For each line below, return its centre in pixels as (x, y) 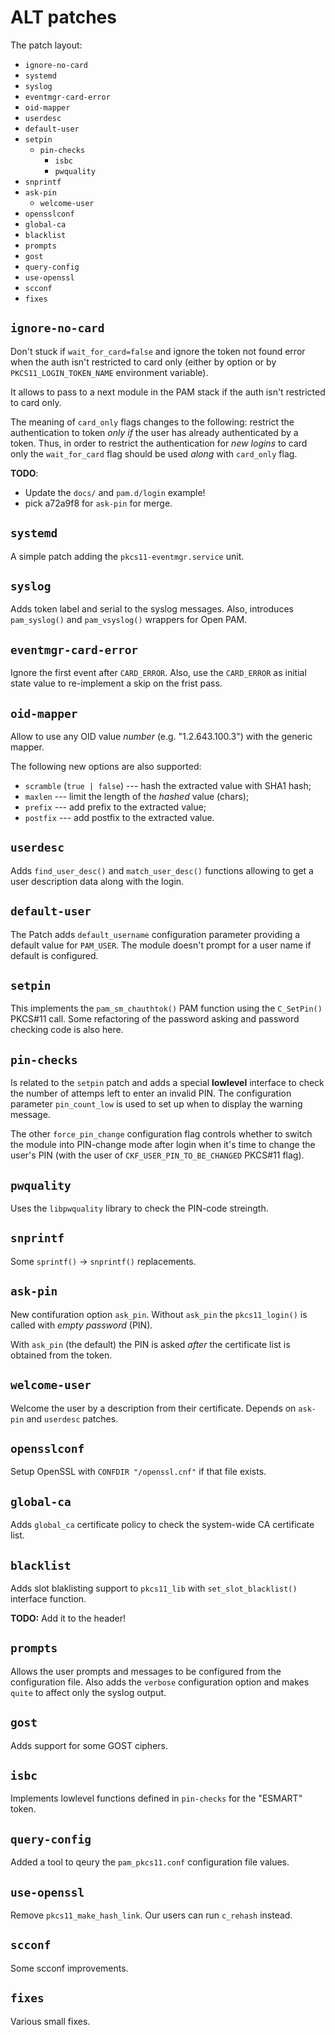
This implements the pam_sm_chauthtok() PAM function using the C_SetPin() (166, 1008)
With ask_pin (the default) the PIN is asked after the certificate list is (150, 1344)
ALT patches (63, 17)
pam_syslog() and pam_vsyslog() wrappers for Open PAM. (129, 620)
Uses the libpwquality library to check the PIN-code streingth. (139, 1208)
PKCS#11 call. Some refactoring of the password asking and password (155, 1019)
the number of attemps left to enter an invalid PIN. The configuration (151, 1093)
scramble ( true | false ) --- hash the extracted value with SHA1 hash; (168, 785)
